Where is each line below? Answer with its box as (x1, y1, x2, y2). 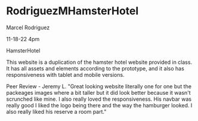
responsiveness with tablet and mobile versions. (6, 71, 125, 78)
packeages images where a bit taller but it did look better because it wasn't (6, 89, 191, 96)
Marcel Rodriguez (6, 24, 50, 31)
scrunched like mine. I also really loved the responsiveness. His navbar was (6, 95, 192, 103)
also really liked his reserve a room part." (6, 108, 107, 115)
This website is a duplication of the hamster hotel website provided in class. (6, 58, 193, 66)
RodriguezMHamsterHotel (6, 4, 139, 18)
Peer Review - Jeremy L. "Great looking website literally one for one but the (6, 82, 192, 90)
